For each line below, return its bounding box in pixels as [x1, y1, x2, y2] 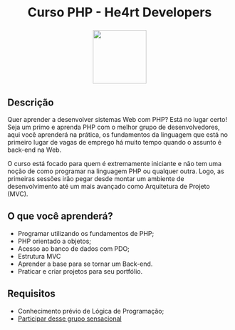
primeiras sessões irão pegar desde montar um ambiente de [7, 174, 184, 182]
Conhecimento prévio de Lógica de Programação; [17, 306, 164, 315]
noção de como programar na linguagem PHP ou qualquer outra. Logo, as [7, 167, 224, 175]
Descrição [7, 96, 54, 108]
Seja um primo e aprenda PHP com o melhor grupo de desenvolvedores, [7, 123, 220, 131]
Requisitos [7, 288, 56, 300]
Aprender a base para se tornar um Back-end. [17, 259, 153, 268]
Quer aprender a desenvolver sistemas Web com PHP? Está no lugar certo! [7, 115, 228, 123]
